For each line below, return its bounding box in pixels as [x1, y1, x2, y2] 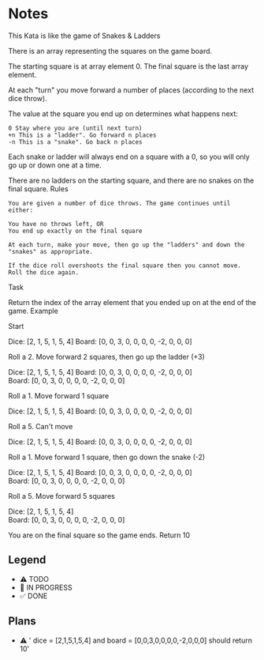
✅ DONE [19, 590, 48, 601]
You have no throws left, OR [8, 220, 104, 228]
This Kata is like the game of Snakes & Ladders [8, 31, 161, 40]
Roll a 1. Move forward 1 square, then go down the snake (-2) [8, 452, 206, 462]
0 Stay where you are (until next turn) [8, 124, 143, 132]
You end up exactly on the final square [8, 227, 143, 235]
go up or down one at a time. [8, 160, 102, 170]
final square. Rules [8, 183, 69, 194]
